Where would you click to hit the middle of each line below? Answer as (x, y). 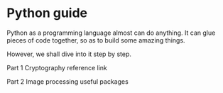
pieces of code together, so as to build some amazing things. (96, 40)
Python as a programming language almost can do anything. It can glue (111, 33)
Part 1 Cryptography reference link (57, 67)
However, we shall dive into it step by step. (69, 54)
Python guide (47, 13)
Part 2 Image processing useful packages (67, 81)
